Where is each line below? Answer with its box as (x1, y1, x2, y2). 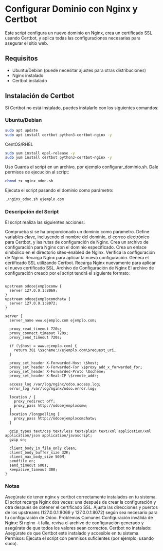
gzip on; (9, 437, 27, 442)
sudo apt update (5, 128, 38, 133)
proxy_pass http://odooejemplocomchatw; (14, 416, 97, 421)
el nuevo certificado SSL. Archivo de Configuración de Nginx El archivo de (5, 265, 154, 271)
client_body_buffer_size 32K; (9, 450, 71, 455)
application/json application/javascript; (5, 433, 92, 438)
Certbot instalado (12, 77, 47, 83)
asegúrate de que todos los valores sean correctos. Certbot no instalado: (5, 525, 152, 531)
